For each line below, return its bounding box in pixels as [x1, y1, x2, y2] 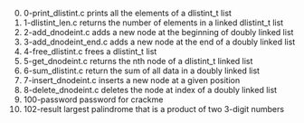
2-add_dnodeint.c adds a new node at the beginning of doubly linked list [23, 27, 294, 37]
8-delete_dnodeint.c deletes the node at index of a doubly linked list [23, 85, 278, 95]
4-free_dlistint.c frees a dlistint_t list [23, 46, 157, 57]
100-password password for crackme [23, 94, 164, 105]
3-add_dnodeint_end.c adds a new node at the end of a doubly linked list [23, 36, 296, 47]
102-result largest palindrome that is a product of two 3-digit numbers [23, 104, 284, 114]
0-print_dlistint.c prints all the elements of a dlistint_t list [23, 8, 232, 18]
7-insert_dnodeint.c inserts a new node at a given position [23, 75, 241, 85]
